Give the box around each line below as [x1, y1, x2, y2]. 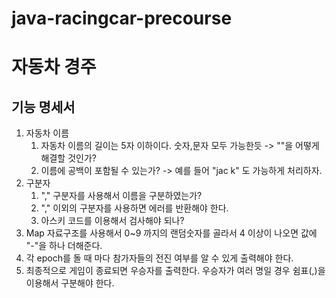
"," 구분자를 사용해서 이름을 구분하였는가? [40, 190, 203, 202]
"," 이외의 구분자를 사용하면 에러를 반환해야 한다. [40, 202, 229, 214]
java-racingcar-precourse [11, 7, 233, 30]
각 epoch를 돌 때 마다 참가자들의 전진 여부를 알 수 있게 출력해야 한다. [25, 252, 294, 264]
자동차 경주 [11, 56, 97, 79]
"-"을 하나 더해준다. [25, 240, 103, 252]
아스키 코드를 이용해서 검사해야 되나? [40, 215, 185, 227]
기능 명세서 [11, 98, 76, 116]
